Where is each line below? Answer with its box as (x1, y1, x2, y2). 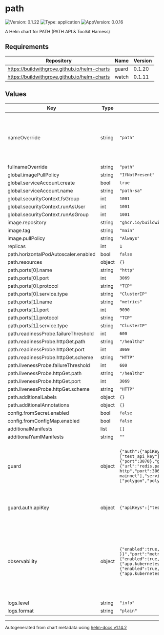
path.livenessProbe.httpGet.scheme (7, 385, 90, 392)
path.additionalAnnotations (7, 402, 69, 408)
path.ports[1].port (7, 306, 49, 313)
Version (133, 57, 152, 64)
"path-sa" (119, 188, 143, 193)
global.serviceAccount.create (7, 179, 75, 186)
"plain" (119, 608, 138, 614)
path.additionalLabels (7, 394, 57, 401)
